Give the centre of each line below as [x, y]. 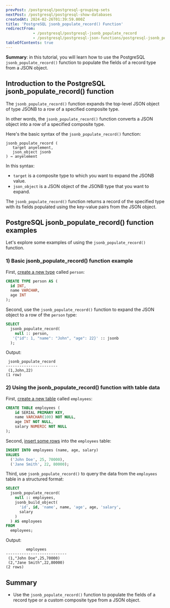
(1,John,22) [20, 371]
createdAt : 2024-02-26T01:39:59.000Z [45, 19]
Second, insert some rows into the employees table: [59, 441]
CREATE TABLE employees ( [33, 408]
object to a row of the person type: [41, 315]
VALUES [13, 455]
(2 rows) [15, 567]
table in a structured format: [35, 479]
